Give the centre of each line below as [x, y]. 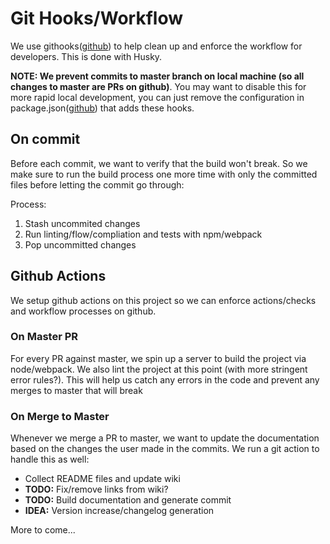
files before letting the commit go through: [97, 184]
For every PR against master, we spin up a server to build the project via [158, 358]
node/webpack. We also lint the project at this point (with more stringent [159, 369]
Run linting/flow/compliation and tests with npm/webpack [143, 234]
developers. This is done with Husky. [86, 56]
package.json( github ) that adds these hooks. [102, 108]
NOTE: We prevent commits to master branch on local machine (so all [157, 76]
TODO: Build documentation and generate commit [128, 500]
